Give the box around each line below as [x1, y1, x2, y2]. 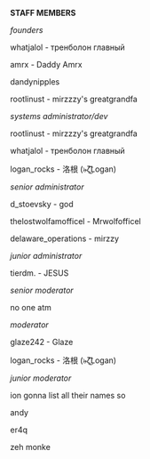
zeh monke [10, 442, 51, 452]
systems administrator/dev [10, 111, 108, 121]
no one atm [10, 302, 52, 312]
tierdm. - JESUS [10, 268, 69, 278]
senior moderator [10, 285, 74, 295]
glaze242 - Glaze [10, 337, 74, 347]
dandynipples [10, 76, 60, 87]
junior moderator [10, 373, 72, 383]
